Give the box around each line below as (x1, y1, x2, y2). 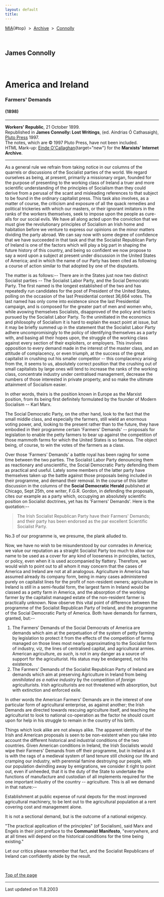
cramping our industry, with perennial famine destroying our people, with (5, 758, 152, 764)
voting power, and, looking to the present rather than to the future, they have (5, 421, 159, 427)
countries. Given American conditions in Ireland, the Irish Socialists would (5, 742, 153, 748)
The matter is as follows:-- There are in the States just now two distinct (5, 272, 148, 278)
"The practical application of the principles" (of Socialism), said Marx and (5, 823, 153, 828)
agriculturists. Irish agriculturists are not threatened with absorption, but (12, 682, 157, 688)
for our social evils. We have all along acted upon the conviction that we (13, 216, 158, 222)
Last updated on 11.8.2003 (5, 886, 59, 892)
